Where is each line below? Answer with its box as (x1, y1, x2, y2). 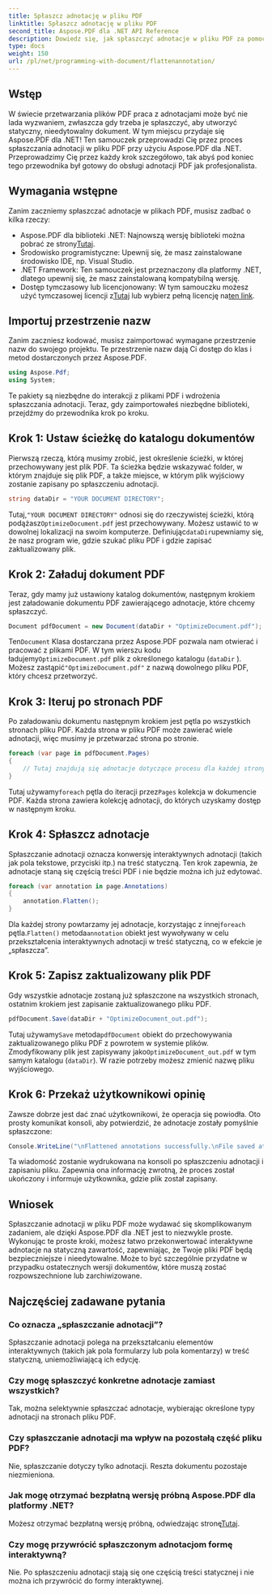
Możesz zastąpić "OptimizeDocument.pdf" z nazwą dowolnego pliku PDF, (8, 663, 249, 673)
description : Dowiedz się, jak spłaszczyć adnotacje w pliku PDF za (8, 34, 244, 43)
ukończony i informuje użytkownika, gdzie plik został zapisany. (8, 1174, 219, 1184)
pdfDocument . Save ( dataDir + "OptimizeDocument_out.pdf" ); (8, 1015, 208, 1023)
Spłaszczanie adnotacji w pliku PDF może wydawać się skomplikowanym (8, 1219, 253, 1229)
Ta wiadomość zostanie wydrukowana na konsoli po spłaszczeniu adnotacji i (8, 1157, 264, 1167)
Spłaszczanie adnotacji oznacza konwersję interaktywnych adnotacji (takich (8, 849, 262, 859)
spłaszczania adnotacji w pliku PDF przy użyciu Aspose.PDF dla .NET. (8, 143, 241, 153)
